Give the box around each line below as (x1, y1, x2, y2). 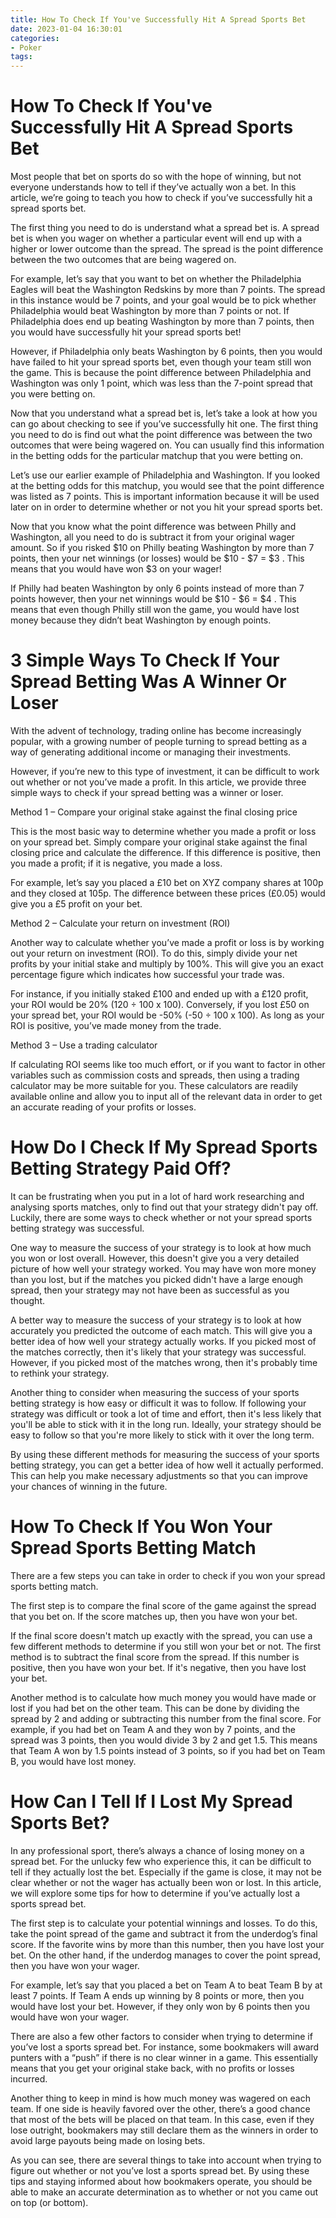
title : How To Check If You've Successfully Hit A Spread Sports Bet (10, 14, 307, 25)
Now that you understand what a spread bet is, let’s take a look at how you (10, 407, 318, 420)
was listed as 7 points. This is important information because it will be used (10, 491, 320, 503)
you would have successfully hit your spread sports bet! (10, 326, 242, 338)
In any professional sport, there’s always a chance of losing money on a (10, 1844, 305, 1856)
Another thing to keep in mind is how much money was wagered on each (10, 2092, 311, 2104)
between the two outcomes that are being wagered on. (10, 254, 237, 266)
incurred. (10, 2072, 48, 2085)
